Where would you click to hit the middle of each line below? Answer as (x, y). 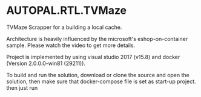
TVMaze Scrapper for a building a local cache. (64, 27)
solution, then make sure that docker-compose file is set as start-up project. (101, 81)
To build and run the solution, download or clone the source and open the (98, 75)
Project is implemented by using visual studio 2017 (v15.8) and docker (93, 57)
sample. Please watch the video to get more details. (71, 45)
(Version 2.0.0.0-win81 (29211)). (46, 63)
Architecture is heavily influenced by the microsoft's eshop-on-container (97, 39)
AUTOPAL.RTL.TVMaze (67, 11)
